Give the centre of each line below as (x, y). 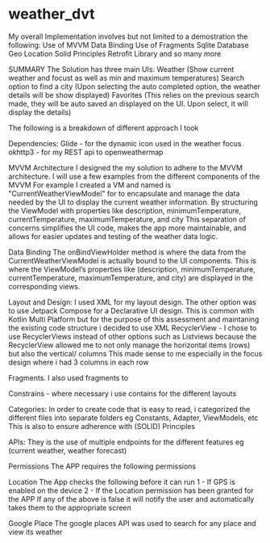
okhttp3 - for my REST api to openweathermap (86, 152)
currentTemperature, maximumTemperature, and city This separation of (127, 219)
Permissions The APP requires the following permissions (102, 466)
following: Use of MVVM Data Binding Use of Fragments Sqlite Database (129, 44)
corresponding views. (44, 286)
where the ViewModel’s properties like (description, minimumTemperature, (132, 269)
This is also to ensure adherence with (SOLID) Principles (102, 426)
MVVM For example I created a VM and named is (90, 185)
